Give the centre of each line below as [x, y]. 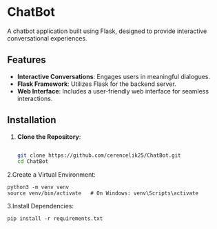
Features [27, 60]
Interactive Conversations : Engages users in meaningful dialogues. [113, 76]
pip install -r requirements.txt [55, 219]
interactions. [35, 98]
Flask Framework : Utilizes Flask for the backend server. [97, 84]
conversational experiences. [47, 38]
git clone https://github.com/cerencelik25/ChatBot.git [99, 155]
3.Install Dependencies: [41, 206]
